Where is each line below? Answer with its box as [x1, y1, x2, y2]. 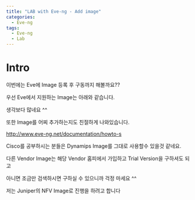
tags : [6, 25, 19, 31]
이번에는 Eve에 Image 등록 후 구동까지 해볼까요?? [6, 81, 120, 88]
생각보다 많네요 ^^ [6, 106, 48, 113]
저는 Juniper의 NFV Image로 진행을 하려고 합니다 [6, 187, 121, 194]
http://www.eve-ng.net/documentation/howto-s [6, 130, 122, 137]
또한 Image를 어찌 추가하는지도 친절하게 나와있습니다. [6, 118, 130, 126]
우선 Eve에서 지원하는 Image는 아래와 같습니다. [6, 93, 115, 100]
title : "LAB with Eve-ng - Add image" [6, 8, 101, 15]
